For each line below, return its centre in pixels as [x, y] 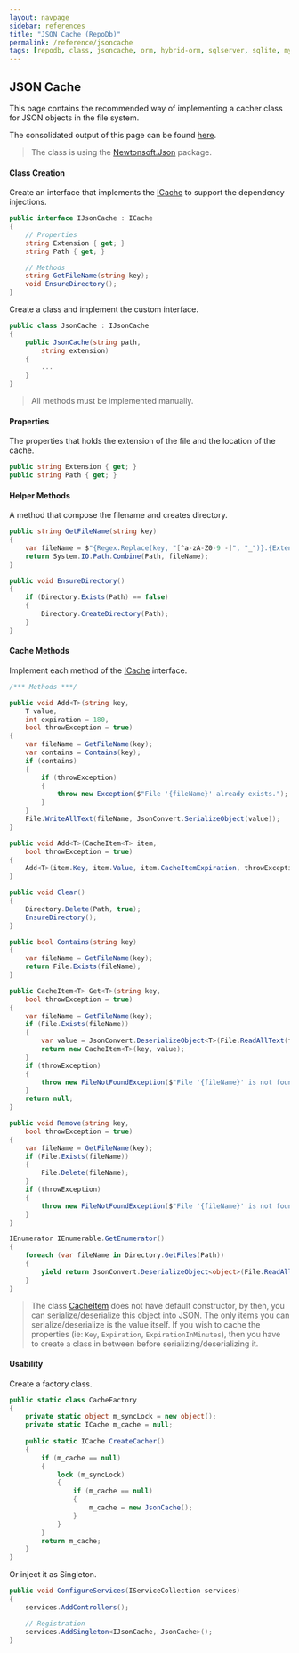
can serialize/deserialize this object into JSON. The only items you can [160, 1315]
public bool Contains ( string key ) [73, 942]
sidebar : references [48, 26]
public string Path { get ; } [63, 475]
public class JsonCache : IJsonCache [79, 326]
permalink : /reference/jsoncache [71, 42]
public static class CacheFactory [73, 1400]
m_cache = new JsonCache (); [141, 1508]
